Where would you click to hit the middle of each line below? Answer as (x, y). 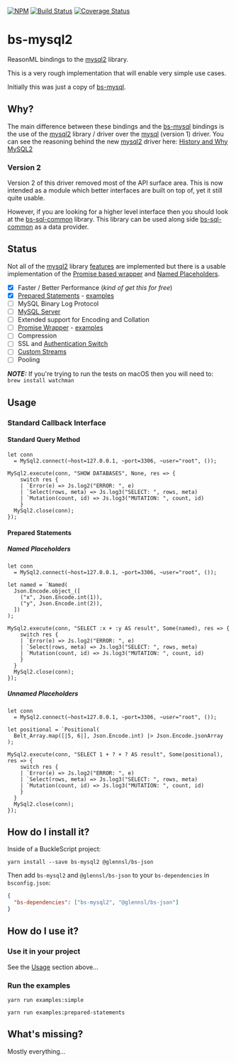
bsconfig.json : (29, 883)
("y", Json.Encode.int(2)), (61, 603)
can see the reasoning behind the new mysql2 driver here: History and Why (118, 141)
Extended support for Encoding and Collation (84, 320)
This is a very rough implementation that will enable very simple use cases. (117, 73)
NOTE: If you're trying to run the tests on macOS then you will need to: (111, 374)
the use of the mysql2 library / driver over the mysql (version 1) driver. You (116, 134)
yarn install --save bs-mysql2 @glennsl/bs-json (80, 862)
